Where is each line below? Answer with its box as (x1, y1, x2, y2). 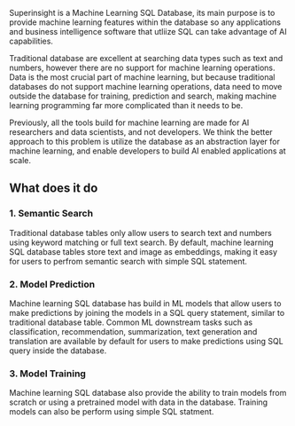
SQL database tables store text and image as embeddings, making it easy (9, 246, 277, 256)
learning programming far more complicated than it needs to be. (9, 100, 244, 110)
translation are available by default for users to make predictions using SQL (9, 335, 283, 346)
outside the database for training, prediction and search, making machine (9, 91, 277, 101)
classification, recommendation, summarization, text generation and (9, 326, 258, 336)
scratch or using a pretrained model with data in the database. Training (9, 397, 268, 407)
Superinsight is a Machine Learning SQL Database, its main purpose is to (9, 8, 276, 18)
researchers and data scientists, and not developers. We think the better (9, 127, 273, 137)
